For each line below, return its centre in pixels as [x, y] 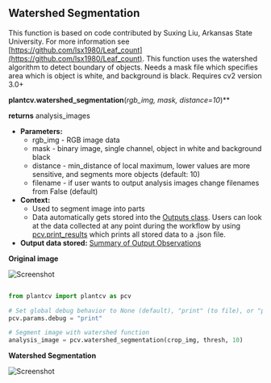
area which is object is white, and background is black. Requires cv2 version [135, 75]
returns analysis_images [49, 116]
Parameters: [41, 131]
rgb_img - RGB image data [76, 140]
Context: [35, 200]
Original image [33, 259]
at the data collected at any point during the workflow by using [136, 225]
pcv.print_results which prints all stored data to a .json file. [129, 234]
